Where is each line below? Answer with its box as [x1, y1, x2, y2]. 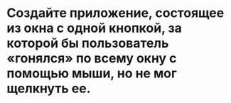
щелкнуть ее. [6, 80, 91, 97]
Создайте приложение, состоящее [6, 5, 225, 21]
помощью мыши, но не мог [6, 65, 177, 82]
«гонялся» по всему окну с [6, 50, 177, 67]
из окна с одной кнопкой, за [6, 20, 183, 36]
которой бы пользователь [6, 36, 169, 51]
